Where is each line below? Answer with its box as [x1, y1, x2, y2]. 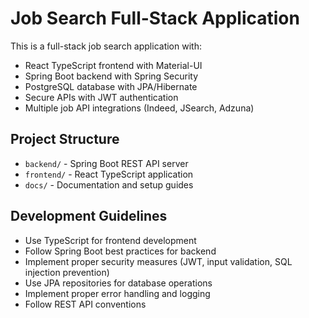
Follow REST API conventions [24, 298, 147, 310]
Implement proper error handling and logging [24, 287, 211, 299]
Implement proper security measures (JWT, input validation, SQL [24, 255, 293, 267]
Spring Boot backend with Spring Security [24, 70, 199, 82]
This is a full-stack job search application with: [10, 40, 202, 52]
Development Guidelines [10, 208, 168, 225]
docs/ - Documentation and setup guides [24, 178, 194, 191]
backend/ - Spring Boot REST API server [24, 157, 189, 169]
